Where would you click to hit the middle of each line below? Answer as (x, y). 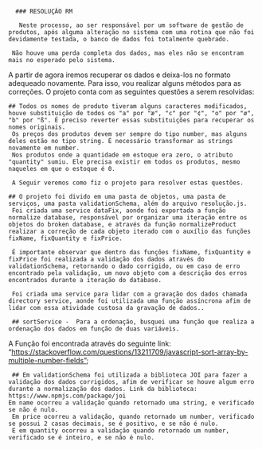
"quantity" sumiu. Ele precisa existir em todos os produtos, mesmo (124, 162)
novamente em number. (44, 148)
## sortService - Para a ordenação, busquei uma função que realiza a (133, 322)
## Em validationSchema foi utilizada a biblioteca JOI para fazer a (129, 375)
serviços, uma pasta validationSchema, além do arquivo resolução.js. (128, 203)
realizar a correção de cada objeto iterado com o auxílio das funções (129, 231)
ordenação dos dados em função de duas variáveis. (94, 329)
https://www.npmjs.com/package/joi (67, 396)
